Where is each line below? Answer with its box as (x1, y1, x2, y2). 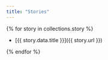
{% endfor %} (6, 48, 41, 55)
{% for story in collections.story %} (6, 25, 94, 32)
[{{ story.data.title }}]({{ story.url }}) (14, 36, 103, 43)
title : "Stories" (6, 8, 50, 15)
